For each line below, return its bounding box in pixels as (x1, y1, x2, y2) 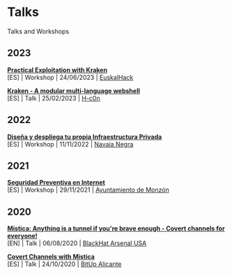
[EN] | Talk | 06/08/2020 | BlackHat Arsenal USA (7, 239, 147, 247)
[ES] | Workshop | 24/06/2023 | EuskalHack (7, 73, 134, 81)
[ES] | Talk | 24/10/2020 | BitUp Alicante (7, 260, 122, 268)
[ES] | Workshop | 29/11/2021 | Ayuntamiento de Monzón (7, 185, 169, 194)
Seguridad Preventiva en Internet (7, 178, 106, 187)
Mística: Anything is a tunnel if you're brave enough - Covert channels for (7, 224, 225, 233)
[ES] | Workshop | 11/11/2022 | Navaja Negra (7, 140, 134, 148)
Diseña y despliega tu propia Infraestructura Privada (7, 133, 162, 141)
